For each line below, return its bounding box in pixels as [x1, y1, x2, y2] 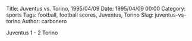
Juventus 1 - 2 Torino [6, 29, 58, 36]
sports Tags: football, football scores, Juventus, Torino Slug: [6, 11, 154, 18]
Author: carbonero [21, 18, 67, 24]
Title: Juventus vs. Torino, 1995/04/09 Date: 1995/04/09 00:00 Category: [6, 5, 186, 12]
